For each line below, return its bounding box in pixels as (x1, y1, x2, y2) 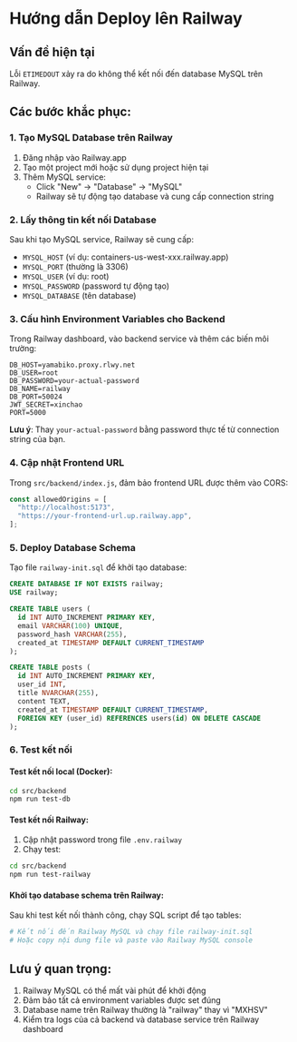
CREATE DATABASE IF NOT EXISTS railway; (9, 580, 165, 589)
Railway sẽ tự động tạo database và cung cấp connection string (35, 191, 274, 202)
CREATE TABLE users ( (9, 605, 91, 614)
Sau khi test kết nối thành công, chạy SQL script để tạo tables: (9, 909, 242, 920)
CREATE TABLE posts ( (9, 663, 91, 673)
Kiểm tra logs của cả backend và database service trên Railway (22, 1014, 260, 1025)
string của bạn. (9, 434, 66, 445)
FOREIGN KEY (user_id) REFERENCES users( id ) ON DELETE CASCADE (17, 713, 261, 723)
